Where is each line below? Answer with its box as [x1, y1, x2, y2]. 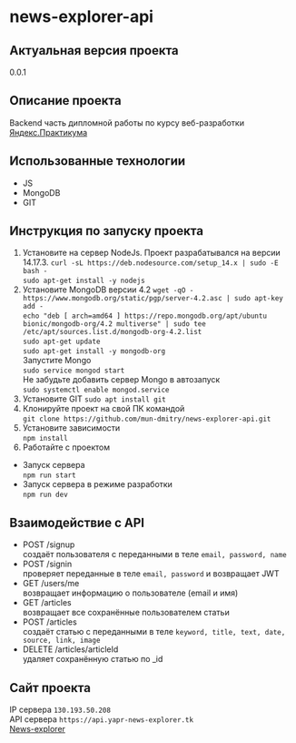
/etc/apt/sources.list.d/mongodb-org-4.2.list [22, 328, 202, 337]
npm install [22, 434, 68, 443]
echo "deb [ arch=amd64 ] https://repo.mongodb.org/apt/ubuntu [22, 311, 268, 321]
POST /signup [22, 539, 75, 550]
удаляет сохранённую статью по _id [22, 654, 163, 665]
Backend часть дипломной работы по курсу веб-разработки [9, 117, 245, 128]
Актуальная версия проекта [9, 43, 179, 58]
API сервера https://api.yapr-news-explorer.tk [9, 714, 193, 725]
